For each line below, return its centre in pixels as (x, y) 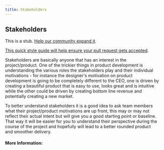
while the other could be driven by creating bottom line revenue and (73, 91)
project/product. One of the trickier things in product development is (74, 65)
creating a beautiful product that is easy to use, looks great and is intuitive (80, 86)
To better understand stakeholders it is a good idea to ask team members (79, 106)
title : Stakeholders (26, 10)
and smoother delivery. (28, 132)
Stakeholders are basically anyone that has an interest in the (66, 60)
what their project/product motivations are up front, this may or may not (77, 111)
